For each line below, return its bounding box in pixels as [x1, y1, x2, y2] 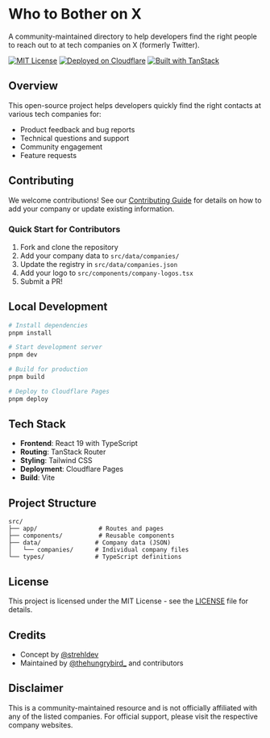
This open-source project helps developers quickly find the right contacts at [8, 100, 262, 110]
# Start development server [8, 344, 103, 352]
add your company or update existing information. [8, 203, 175, 214]
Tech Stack [8, 417, 66, 432]
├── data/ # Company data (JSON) [8, 539, 172, 547]
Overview [8, 79, 59, 93]
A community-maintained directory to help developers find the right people [8, 31, 258, 41]
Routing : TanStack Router [19, 447, 106, 457]
